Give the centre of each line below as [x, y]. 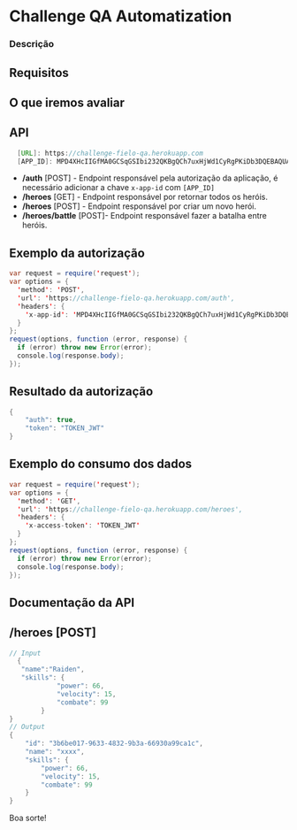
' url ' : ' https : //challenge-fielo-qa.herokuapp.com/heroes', [130, 509]
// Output [27, 727]
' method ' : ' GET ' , [49, 501]
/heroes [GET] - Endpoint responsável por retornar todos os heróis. [145, 197]
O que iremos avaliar [67, 102]
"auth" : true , [51, 420]
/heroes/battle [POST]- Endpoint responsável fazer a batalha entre [144, 216]
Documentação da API [72, 602]
